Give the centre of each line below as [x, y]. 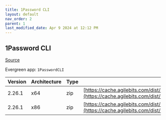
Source [12, 60]
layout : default [22, 14]
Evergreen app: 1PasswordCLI [35, 69]
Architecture [46, 81]
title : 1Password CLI [27, 10]
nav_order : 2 [19, 19]
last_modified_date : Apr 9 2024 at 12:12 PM [52, 28]
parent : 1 [15, 23]
